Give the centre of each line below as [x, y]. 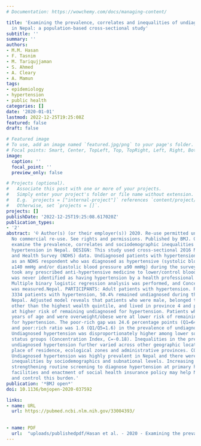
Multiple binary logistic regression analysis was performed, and [96, 284]
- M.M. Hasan [22, 51]
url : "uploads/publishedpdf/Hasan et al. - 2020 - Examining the [96, 433]
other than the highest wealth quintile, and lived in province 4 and [101, 306]
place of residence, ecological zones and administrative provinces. [100, 350]
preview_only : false [37, 172]
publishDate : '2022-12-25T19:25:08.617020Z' [63, 217]
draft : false [22, 128]
